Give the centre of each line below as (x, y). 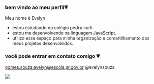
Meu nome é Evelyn (25, 18)
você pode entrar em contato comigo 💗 (52, 56)
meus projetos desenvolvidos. (43, 43)
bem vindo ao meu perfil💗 (36, 7)
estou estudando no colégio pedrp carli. (53, 28)
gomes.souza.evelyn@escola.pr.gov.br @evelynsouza (60, 67)
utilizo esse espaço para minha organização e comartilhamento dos (81, 38)
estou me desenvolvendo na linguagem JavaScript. (64, 33)
